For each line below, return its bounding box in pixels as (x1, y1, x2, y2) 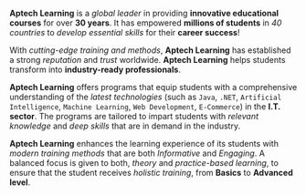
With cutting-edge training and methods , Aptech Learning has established (9, 45, 291, 56)
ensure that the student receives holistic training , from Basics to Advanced (9, 168, 294, 178)
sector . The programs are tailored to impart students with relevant (9, 111, 259, 121)
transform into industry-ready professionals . (9, 64, 181, 75)
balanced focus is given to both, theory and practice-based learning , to (9, 158, 279, 168)
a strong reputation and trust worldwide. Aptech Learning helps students (9, 55, 286, 65)
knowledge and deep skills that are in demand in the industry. (9, 120, 240, 131)
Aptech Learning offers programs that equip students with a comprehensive (9, 82, 298, 92)
